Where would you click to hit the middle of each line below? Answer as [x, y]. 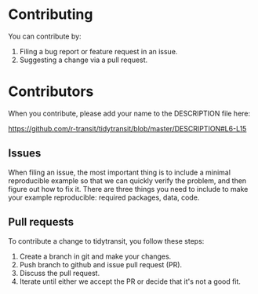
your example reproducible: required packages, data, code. [104, 197]
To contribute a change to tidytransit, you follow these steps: [106, 241]
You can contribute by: [45, 36]
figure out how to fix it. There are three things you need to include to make [128, 189]
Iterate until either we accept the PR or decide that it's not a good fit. [130, 281]
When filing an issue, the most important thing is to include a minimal [120, 172]
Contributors [51, 92]
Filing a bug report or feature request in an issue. [98, 51]
